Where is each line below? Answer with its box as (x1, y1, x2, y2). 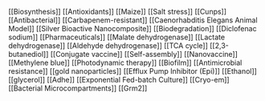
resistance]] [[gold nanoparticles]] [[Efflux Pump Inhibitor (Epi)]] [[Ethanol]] (8, 67, 257, 75)
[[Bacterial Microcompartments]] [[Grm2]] (8, 83, 148, 93)
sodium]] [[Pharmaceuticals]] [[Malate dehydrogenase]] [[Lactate (8, 32, 226, 42)
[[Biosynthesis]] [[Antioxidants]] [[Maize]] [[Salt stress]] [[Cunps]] (8, 7, 227, 16)
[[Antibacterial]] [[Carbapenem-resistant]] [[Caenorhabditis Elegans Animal (8, 15, 259, 25)
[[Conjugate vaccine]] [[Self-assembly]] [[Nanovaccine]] (50, 50, 238, 59)
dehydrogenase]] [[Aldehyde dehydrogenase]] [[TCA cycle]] (8, 41, 209, 50)
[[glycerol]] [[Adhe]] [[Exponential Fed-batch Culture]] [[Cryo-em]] (8, 75, 230, 84)
